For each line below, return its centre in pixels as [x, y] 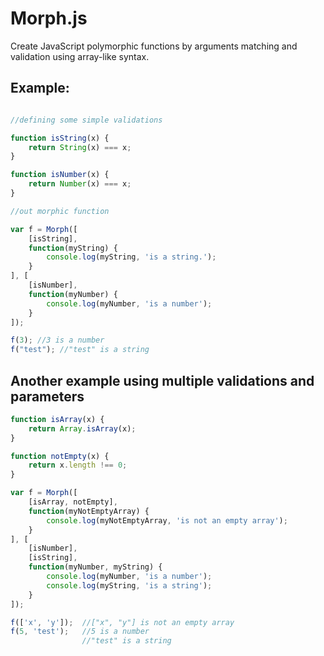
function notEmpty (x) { [60, 456]
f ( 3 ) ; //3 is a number [57, 340]
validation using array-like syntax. [80, 56]
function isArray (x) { [57, 419]
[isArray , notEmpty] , [73, 502]
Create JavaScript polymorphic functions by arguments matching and [154, 46]
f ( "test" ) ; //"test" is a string [80, 350]
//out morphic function [60, 211]
